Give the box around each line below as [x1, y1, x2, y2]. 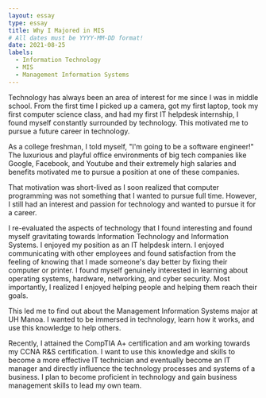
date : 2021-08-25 [8, 41, 66, 49]
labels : [8, 48, 34, 56]
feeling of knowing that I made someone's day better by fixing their [8, 257, 228, 266]
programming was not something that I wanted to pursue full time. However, [8, 191, 257, 200]
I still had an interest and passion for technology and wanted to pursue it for [8, 199, 256, 209]
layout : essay [8, 11, 56, 20]
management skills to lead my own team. [8, 381, 142, 390]
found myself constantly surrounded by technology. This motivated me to [8, 118, 249, 127]
